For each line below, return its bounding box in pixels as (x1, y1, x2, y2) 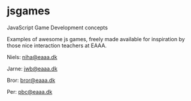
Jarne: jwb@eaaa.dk (7, 65, 57, 72)
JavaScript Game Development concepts (7, 24, 108, 31)
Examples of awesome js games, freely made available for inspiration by (7, 35, 185, 42)
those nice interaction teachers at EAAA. (7, 42, 107, 49)
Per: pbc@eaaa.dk (7, 88, 53, 95)
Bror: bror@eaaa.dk (7, 76, 56, 84)
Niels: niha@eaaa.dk (7, 53, 57, 60)
